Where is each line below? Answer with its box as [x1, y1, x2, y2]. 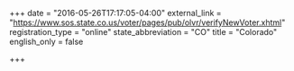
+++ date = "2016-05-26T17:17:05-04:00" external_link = [9, 8, 223, 18]
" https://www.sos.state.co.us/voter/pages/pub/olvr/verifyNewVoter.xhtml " [9, 17, 286, 28]
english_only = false [9, 36, 84, 47]
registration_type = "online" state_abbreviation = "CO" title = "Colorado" [9, 27, 278, 37]
